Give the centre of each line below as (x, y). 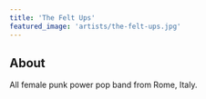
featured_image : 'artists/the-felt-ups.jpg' (95, 26)
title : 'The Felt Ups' (52, 18)
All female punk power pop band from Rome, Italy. (103, 85)
